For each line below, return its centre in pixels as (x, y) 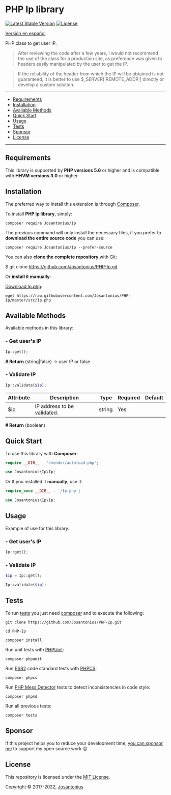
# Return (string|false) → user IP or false (48, 361)
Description (64, 397)
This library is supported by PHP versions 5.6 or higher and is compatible (82, 170)
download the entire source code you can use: (55, 238)
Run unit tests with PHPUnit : (35, 649)
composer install (24, 640)
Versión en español (25, 33)
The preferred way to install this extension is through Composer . (73, 204)
